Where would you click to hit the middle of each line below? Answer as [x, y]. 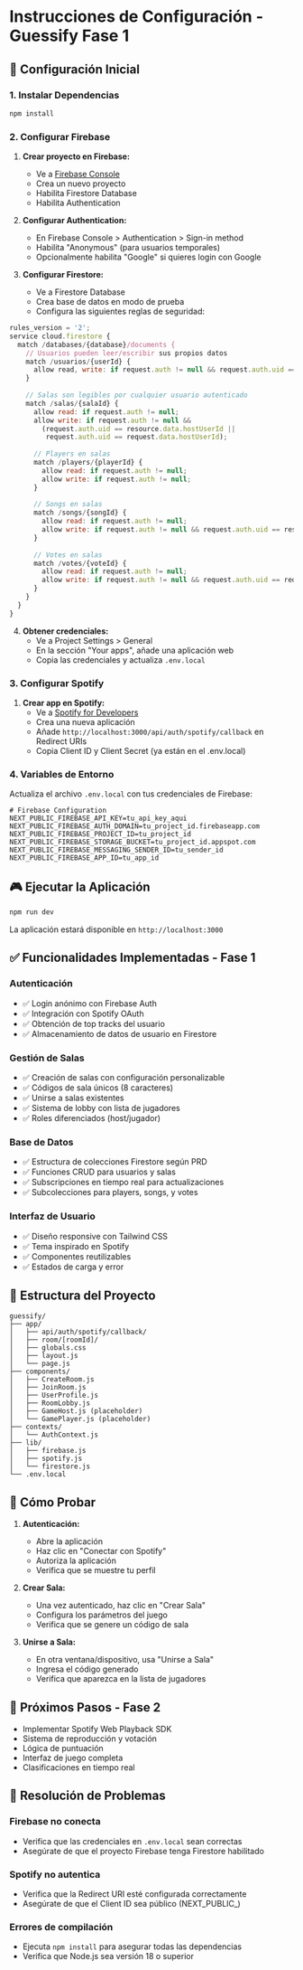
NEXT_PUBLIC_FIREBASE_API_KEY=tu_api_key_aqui [98, 819]
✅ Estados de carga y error [73, 1267]
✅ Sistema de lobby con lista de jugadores [101, 1108]
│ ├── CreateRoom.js [52, 1380]
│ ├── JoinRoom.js [48, 1388]
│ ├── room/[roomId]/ [54, 1340]
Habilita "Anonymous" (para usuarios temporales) [128, 248]
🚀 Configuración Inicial [74, 69]
